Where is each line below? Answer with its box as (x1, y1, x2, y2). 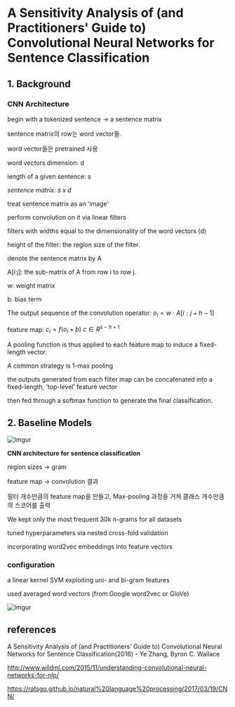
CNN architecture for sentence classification (7, 449, 141, 457)
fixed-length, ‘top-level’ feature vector (7, 382, 118, 392)
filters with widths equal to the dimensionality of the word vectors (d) (7, 227, 207, 235)
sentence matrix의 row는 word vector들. (7, 129, 122, 138)
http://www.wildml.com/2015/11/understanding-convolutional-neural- (7, 663, 207, 672)
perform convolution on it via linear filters (7, 213, 127, 221)
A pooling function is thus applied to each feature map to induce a (7, 340, 199, 349)
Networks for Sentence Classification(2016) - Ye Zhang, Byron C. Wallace (7, 650, 220, 658)
